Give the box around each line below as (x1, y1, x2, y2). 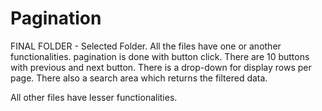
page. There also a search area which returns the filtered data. (10, 72, 268, 84)
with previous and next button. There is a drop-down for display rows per (10, 61, 312, 73)
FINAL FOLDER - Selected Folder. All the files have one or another (10, 40, 282, 52)
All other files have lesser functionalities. (10, 91, 178, 103)
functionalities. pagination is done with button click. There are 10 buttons (10, 50, 310, 62)
